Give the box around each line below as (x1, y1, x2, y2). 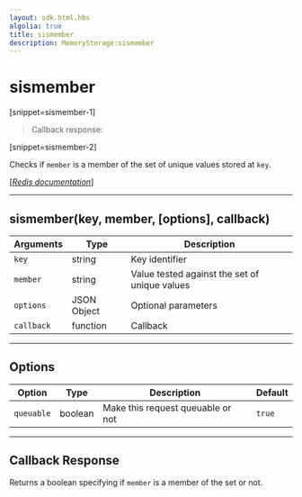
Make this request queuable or (102, 402, 232, 414)
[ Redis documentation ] (9, 176, 94, 187)
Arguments (13, 238, 63, 250)
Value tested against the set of (130, 267, 260, 280)
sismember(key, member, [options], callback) (9, 211, 271, 226)
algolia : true (9, 22, 63, 31)
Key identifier (130, 253, 187, 266)
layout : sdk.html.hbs (9, 13, 91, 23)
